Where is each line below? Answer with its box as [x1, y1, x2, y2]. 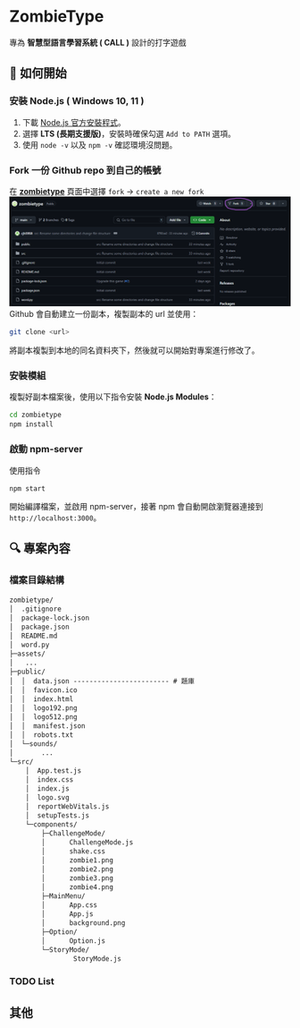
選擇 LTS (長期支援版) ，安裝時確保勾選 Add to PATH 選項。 [21, 128, 237, 139]
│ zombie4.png [41, 883, 114, 892]
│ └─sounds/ [9, 740, 58, 749]
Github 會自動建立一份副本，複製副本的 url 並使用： [9, 309, 199, 320]
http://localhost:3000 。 [9, 512, 102, 523]
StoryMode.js [72, 955, 122, 964]
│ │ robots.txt [9, 731, 74, 740]
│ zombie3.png [41, 874, 114, 883]
